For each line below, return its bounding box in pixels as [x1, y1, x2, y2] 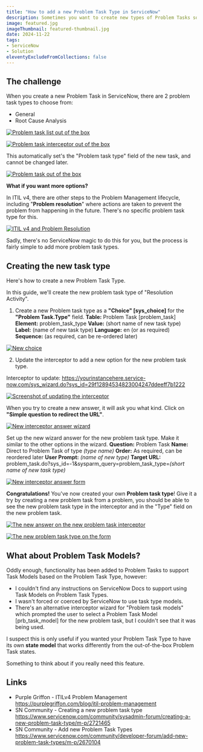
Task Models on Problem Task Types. [14, 591, 109, 599]
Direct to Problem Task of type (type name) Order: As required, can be [6, 447, 182, 455]
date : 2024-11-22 [6, 32, 50, 38]
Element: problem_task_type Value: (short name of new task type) [14, 320, 181, 327]
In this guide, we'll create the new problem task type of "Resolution [6, 289, 173, 296]
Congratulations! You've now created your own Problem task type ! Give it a [6, 490, 198, 497]
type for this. [6, 213, 38, 221]
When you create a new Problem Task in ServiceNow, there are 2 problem [6, 92, 190, 100]
